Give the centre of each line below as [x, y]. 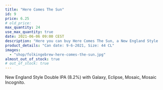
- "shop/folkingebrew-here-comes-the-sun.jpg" [58, 54]
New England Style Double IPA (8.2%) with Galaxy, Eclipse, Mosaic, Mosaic [81, 77]
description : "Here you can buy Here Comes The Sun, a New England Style [82, 41]
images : [13, 50]
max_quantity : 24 [23, 28]
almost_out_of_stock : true [32, 59]
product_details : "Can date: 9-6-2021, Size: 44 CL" [60, 45]
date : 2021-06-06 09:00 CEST [35, 37]
